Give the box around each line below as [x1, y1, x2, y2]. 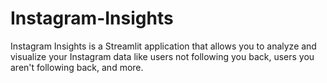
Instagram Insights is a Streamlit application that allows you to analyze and [10, 40, 317, 52]
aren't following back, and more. [10, 61, 144, 73]
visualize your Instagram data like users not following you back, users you [10, 50, 315, 62]
